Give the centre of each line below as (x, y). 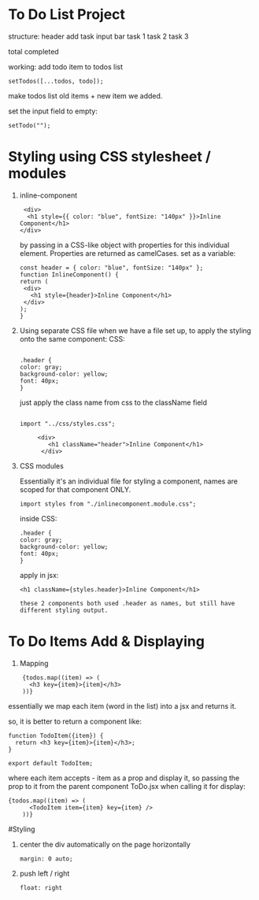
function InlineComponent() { (69, 274)
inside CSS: (38, 518)
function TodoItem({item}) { (56, 735)
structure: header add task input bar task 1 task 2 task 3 (98, 36)
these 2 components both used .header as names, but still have (127, 603)
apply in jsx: (39, 575)
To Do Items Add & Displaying (106, 641)
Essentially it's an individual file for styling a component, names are (129, 481)
